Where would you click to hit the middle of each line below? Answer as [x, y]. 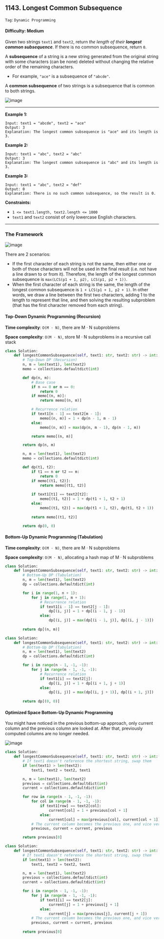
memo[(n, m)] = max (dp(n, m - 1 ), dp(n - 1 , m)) [90, 427]
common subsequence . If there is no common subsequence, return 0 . [76, 47]
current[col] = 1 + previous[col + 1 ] [88, 810]
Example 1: [16, 115]
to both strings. [20, 91]
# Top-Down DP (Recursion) [50, 360]
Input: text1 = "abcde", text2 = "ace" [46, 123]
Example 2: [17, 145]
